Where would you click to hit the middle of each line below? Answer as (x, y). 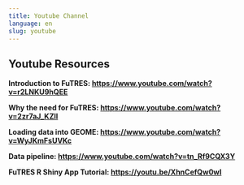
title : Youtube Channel (49, 16)
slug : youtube (33, 31)
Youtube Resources (59, 64)
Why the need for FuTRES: (54, 108)
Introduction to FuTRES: (50, 84)
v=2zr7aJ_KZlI (33, 116)
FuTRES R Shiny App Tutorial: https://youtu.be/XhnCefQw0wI (115, 172)
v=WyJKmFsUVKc (40, 141)
